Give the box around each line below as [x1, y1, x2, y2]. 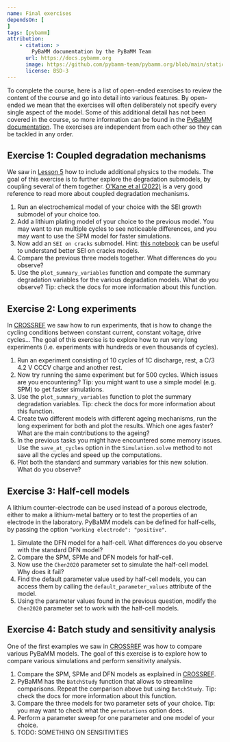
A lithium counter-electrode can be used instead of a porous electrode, [7, 503, 207, 511]
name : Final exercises [7, 10, 72, 17]
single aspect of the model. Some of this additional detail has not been [7, 108, 206, 116]
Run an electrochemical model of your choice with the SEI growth [16, 203, 202, 211]
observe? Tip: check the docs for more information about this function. [16, 283, 217, 291]
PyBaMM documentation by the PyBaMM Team [31, 49, 152, 55]
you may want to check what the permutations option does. [16, 706, 185, 715]
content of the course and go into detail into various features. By [7, 93, 190, 101]
